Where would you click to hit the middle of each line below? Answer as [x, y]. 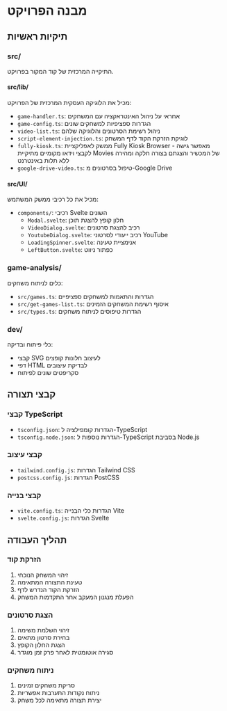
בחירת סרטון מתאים [43, 638]
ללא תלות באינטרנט [43, 161]
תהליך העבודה [37, 540]
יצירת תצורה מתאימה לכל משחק [59, 700]
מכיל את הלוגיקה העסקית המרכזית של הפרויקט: [69, 103]
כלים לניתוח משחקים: [35, 283]
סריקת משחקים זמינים [46, 685]
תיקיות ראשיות [37, 37]
